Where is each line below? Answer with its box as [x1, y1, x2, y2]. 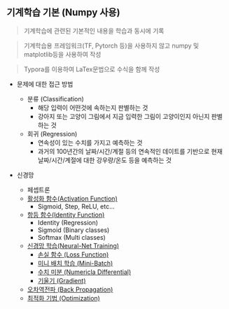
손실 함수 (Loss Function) [37, 250, 109, 259]
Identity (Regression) [37, 218, 99, 227]
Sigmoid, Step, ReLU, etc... [37, 202, 115, 210]
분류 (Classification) [27, 94, 85, 103]
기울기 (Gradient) [37, 276, 86, 285]
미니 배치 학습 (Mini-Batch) [37, 259, 113, 267]
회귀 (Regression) [27, 129, 78, 138]
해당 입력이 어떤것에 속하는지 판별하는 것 [37, 103, 148, 112]
